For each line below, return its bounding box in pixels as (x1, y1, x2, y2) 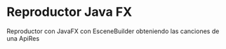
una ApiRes (6, 34, 40, 42)
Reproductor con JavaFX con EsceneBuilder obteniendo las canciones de (6, 27, 220, 35)
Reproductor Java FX (6, 4, 133, 20)
